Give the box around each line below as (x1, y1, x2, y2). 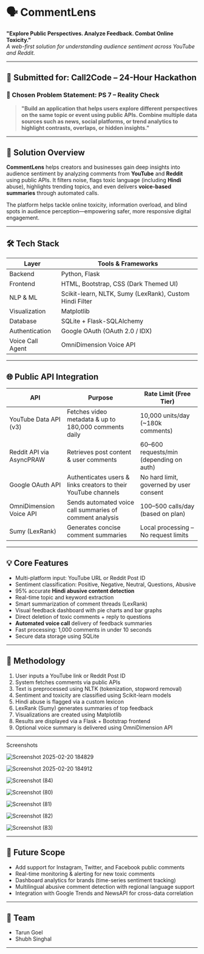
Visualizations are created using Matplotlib (15, 711, 122, 718)
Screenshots (6, 741, 38, 749)
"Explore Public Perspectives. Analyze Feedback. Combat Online (6, 29, 174, 37)
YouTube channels (66, 489, 120, 497)
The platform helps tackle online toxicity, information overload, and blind (6, 201, 188, 208)
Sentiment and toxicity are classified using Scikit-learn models (15, 691, 171, 699)
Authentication (9, 327, 52, 336)
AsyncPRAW (9, 456, 46, 464)
